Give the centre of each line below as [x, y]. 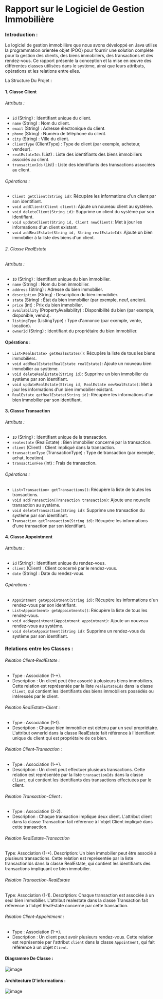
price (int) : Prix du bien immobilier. [47, 305]
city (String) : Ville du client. [41, 139]
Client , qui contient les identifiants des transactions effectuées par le [82, 780]
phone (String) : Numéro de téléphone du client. [59, 134]
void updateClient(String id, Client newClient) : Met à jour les [77, 222]
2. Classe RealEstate [26, 249]
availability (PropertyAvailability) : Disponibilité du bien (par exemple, [83, 310]
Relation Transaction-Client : [34, 796]
